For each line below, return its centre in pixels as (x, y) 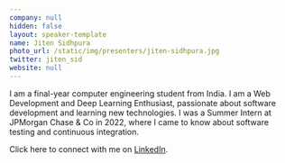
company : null (36, 18)
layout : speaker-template (58, 34)
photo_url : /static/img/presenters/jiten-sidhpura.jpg (115, 51)
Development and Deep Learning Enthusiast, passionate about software (143, 103)
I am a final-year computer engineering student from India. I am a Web (140, 93)
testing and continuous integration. (74, 131)
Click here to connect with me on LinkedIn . (89, 149)
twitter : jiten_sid (46, 59)
